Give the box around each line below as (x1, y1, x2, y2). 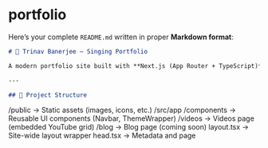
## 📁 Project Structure (8, 90, 88, 99)
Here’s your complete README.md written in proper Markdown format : (8, 32, 234, 42)
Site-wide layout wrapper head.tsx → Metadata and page (8, 130, 196, 141)
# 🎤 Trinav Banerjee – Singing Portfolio (8, 47, 148, 55)
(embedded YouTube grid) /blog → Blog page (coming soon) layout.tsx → (8, 122, 250, 132)
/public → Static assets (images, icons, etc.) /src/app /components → (8, 106, 237, 115)
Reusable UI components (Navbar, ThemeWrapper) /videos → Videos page (8, 114, 255, 123)
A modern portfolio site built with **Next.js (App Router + (8, 62, 216, 70)
